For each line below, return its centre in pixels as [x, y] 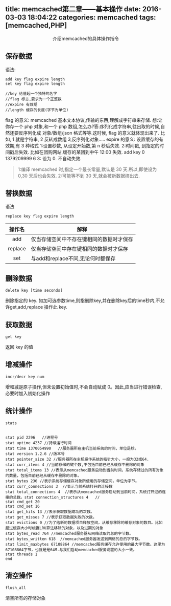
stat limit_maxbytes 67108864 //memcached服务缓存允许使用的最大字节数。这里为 [85, 544]
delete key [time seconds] [34, 291]
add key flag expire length [35, 79]
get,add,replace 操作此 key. [39, 307]
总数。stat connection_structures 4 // [56, 497]
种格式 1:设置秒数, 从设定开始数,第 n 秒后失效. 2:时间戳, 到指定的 [92, 145]
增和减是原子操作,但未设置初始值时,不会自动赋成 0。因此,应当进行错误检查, [84, 387]
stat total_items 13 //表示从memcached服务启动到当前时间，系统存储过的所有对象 [84, 470]
